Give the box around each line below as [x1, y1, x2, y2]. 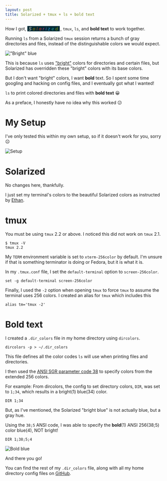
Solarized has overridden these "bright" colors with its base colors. [5, 65, 143, 71]
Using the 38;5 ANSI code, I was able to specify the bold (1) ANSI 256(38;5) [5, 422, 160, 428]
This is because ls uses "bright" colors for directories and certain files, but [5, 60, 160, 66]
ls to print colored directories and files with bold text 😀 [5, 90, 120, 96]
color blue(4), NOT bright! [5, 427, 58, 434]
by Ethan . [5, 197, 25, 203]
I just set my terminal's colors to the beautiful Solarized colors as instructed [5, 192, 161, 198]
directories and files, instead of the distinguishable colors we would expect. [5, 40, 161, 46]
